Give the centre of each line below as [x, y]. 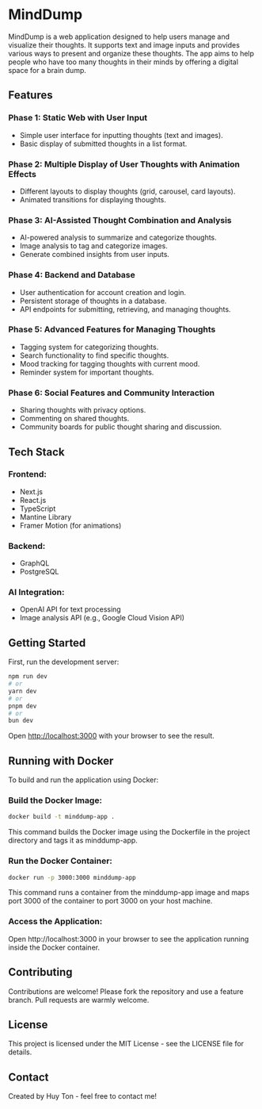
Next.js [31, 491]
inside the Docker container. [54, 947]
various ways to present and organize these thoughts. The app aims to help [131, 53]
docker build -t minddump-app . [61, 817]
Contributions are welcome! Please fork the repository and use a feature [126, 991]
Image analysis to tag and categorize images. [93, 246]
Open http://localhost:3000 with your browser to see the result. [112, 736]
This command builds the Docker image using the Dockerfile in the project [129, 832]
